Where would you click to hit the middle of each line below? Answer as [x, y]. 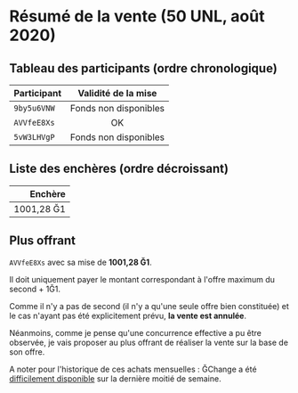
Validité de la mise [117, 93]
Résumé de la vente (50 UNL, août [137, 16]
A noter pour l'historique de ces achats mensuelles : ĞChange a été [133, 369]
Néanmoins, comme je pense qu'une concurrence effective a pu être [136, 332]
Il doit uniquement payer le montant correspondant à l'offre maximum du [142, 279]
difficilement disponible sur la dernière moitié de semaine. [115, 378]
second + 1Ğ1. [35, 289]
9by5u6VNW [34, 108]
